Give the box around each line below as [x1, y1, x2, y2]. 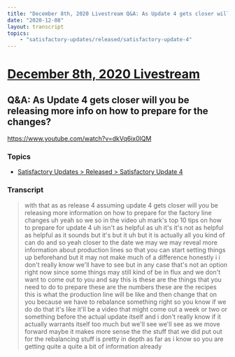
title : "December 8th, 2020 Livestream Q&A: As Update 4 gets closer [7, 10, 215, 17]
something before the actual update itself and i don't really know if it [24, 312, 222, 321]
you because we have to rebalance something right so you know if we [24, 298, 227, 306]
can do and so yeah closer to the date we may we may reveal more [24, 238, 218, 247]
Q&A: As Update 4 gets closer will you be [7, 94, 190, 105]
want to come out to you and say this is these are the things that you [24, 275, 222, 284]
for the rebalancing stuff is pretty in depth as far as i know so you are [24, 335, 224, 343]
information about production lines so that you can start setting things [24, 245, 226, 254]
